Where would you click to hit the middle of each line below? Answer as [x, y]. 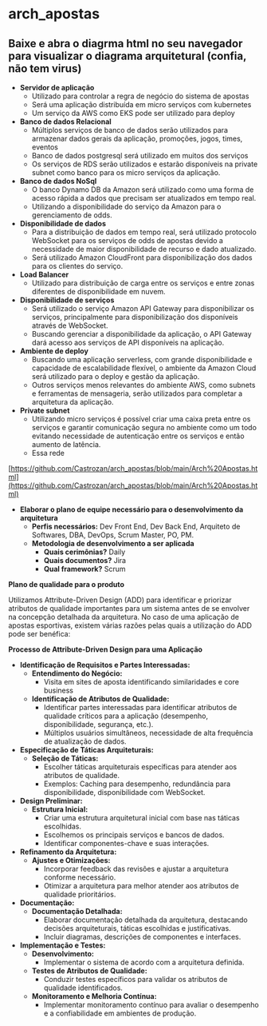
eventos [45, 147]
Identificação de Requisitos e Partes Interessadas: [105, 665]
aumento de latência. [66, 444]
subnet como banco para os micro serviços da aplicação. [126, 172]
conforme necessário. [80, 877]
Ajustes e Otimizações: [71, 860]
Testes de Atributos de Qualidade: [89, 971]
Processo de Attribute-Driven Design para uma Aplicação [106, 649]
